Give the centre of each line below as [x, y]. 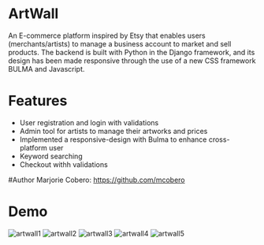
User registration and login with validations [89, 122]
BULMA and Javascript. [46, 69]
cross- [219, 139]
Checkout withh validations [63, 164]
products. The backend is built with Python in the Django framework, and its [132, 52]
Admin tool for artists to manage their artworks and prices [113, 131]
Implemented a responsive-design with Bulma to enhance [113, 139]
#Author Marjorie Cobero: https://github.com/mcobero [97, 180]
